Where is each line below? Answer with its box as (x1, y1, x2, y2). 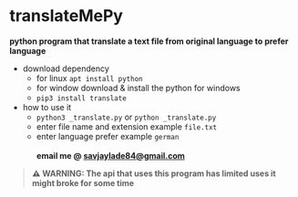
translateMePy (9, 5, 123, 26)
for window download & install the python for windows (36, 82, 241, 93)
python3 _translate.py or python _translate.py (36, 111, 217, 122)
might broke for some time (31, 177, 135, 188)
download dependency (22, 63, 109, 74)
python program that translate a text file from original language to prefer (9, 36, 289, 47)
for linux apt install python (36, 72, 143, 83)
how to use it (22, 101, 72, 112)
